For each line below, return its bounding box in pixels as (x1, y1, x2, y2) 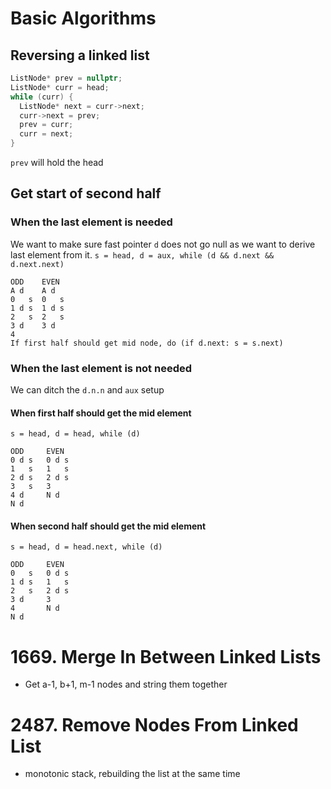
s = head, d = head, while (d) (10, 429, 141, 439)
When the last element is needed (10, 215, 173, 229)
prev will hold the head (10, 157, 104, 168)
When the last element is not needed (10, 361, 193, 375)
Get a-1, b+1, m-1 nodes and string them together (24, 678, 228, 691)
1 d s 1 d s (10, 303, 65, 313)
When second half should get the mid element (10, 520, 207, 532)
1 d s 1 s (10, 577, 70, 587)
